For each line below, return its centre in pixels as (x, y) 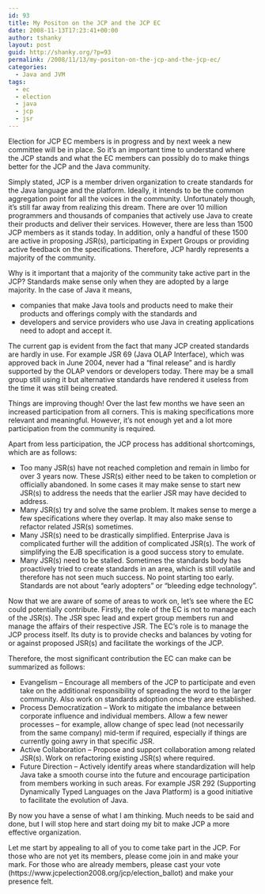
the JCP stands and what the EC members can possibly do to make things (129, 158)
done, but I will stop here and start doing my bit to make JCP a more (119, 823)
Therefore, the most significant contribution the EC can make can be (120, 658)
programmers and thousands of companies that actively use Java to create (131, 216)
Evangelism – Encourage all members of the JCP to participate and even (137, 682)
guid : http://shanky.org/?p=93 (60, 52)
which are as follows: (43, 452)
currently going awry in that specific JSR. (87, 741)
